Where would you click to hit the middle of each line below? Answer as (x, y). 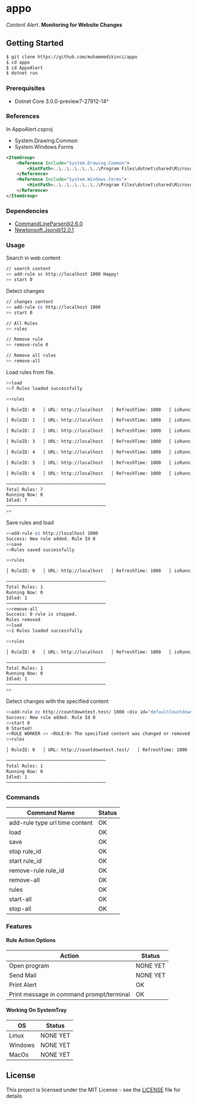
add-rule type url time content (51, 822)
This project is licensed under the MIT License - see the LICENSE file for (93, 1089)
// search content (28, 269)
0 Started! (19, 728)
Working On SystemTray (36, 1010)
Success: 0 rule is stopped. (42, 614)
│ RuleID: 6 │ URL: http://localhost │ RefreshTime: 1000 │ (89, 473)
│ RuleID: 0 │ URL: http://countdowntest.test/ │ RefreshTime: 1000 (97, 750)
